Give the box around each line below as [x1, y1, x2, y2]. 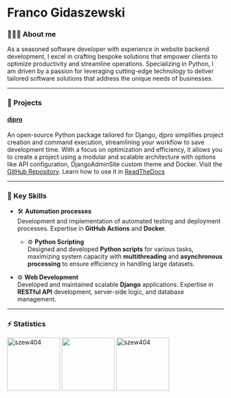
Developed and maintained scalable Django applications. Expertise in [16, 280, 214, 288]
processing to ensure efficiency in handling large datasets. [27, 259, 195, 268]
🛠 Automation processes [16, 207, 91, 215]
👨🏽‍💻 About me [7, 30, 56, 39]
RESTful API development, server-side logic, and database [16, 288, 184, 296]
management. [16, 295, 57, 303]
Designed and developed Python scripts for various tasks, [27, 245, 194, 253]
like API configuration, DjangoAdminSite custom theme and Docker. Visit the [7, 160, 223, 168]
